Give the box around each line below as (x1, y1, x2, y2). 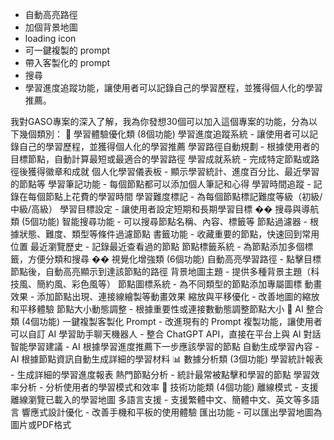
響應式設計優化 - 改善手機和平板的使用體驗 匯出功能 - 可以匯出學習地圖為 (21, 406, 323, 418)
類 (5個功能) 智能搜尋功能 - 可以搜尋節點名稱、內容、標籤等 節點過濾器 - (10, 216, 308, 227)
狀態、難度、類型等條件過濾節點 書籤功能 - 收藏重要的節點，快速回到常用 (18, 228, 320, 240)
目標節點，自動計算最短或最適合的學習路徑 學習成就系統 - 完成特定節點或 (10, 153, 312, 165)
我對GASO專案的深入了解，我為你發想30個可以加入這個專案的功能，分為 (10, 116, 309, 127)
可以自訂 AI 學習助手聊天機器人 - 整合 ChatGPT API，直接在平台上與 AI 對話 (10, 328, 322, 340)
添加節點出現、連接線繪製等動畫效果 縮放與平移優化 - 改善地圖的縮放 (36, 291, 320, 302)
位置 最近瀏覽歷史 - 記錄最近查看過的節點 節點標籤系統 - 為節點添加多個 (10, 241, 305, 252)
